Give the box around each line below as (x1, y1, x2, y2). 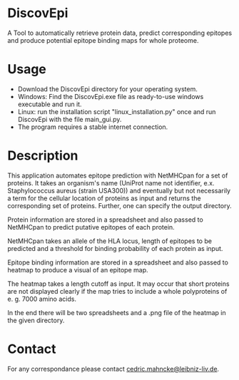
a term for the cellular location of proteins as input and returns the (7, 194, 201, 202)
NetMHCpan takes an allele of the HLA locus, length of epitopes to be (7, 237, 213, 245)
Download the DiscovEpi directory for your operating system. (17, 84, 198, 93)
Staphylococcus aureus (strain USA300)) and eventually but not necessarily (7, 186, 230, 195)
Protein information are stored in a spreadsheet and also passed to (7, 215, 203, 224)
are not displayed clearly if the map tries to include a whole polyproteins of (7, 287, 228, 295)
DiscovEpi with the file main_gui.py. (17, 115, 122, 123)
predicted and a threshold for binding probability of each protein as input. (7, 244, 223, 252)
